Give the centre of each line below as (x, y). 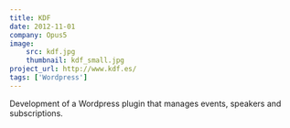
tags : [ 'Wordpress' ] (49, 78)
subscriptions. (37, 113)
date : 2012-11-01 (43, 27)
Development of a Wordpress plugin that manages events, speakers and (145, 103)
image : (22, 43)
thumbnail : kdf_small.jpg (75, 60)
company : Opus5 (38, 35)
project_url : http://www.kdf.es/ (73, 69)
